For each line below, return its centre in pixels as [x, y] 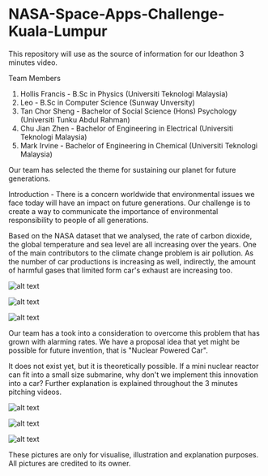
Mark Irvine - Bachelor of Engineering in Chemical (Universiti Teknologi [138, 145]
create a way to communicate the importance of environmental [113, 211]
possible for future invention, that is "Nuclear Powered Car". [108, 350]
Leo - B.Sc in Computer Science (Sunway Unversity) [108, 102]
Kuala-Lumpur [58, 31]
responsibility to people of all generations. [79, 220]
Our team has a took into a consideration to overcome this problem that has [134, 332]
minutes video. [33, 62]
